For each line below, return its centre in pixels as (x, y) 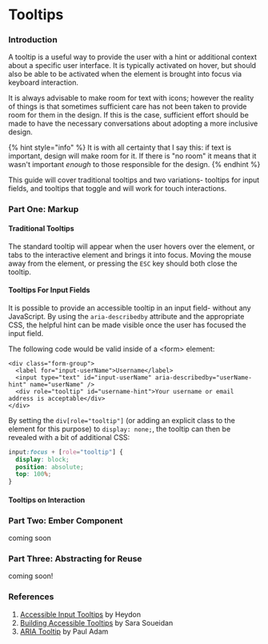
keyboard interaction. (43, 82)
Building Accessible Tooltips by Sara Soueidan (96, 622)
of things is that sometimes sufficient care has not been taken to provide (128, 106)
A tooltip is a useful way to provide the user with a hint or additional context (133, 57)
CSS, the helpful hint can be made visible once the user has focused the (127, 325)
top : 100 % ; (34, 474)
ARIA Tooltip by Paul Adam (64, 631)
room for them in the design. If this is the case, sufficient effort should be (129, 115)
